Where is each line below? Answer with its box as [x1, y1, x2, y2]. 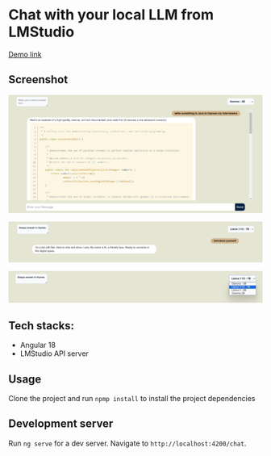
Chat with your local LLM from [8, 6, 214, 24]
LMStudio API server [19, 349, 89, 358]
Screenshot [8, 73, 69, 86]
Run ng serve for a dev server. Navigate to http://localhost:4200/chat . [8, 438, 247, 448]
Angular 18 [19, 341, 56, 350]
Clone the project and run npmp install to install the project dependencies [8, 394, 256, 404]
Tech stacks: [8, 319, 75, 333]
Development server [8, 417, 114, 431]
